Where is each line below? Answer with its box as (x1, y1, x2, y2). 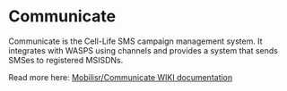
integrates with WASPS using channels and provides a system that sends (8, 45, 279, 55)
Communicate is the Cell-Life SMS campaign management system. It (8, 36, 263, 46)
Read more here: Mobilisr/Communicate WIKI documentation (8, 71, 233, 82)
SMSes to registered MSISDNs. (8, 54, 124, 65)
